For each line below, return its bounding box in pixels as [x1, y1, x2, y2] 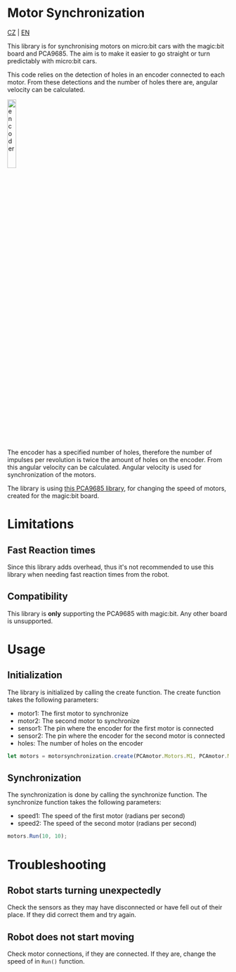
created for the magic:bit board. [7, 491, 100, 500]
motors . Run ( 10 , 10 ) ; [7, 833, 68, 840]
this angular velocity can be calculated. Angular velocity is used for [7, 463, 202, 471]
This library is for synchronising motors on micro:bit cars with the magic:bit [7, 41, 225, 50]
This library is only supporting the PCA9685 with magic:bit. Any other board [7, 609, 228, 618]
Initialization [7, 670, 63, 682]
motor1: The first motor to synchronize [17, 709, 129, 717]
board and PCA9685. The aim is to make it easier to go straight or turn [7, 49, 211, 58]
